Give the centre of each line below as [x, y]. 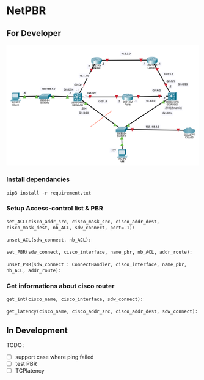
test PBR [26, 364]
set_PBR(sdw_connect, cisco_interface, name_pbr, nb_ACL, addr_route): [99, 252]
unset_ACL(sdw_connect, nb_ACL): [49, 240]
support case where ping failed [54, 357]
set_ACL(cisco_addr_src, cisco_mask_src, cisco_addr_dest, [83, 222]
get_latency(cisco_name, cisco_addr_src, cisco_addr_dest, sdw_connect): [102, 312]
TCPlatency [30, 371]
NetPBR [26, 11]
